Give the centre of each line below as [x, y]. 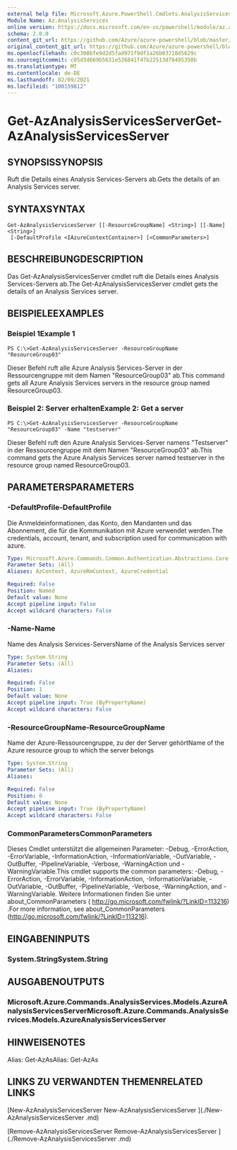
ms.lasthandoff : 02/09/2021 [49, 80]
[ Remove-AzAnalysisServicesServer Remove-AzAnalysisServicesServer [112, 1131]
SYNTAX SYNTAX [47, 209]
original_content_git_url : [47, 47]
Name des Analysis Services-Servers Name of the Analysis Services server [116, 644]
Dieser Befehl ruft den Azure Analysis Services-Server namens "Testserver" [118, 442]
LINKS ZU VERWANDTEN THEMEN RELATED [105, 1082]
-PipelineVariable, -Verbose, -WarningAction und [109, 864]
